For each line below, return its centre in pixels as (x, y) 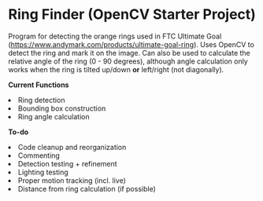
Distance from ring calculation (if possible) (87, 188)
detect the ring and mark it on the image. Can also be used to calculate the (129, 53)
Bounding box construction (62, 108)
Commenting (39, 155)
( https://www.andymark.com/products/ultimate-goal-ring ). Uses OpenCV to (131, 44)
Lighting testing (43, 172)
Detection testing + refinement (68, 163)
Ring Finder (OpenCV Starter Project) (132, 15)
